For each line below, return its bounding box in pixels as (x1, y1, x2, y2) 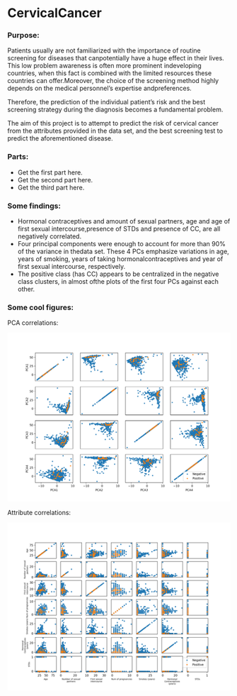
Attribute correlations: (7, 508, 71, 517)
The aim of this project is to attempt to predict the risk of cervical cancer (7, 119, 219, 128)
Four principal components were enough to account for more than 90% (17, 240, 226, 248)
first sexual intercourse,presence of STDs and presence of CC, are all (17, 225, 221, 233)
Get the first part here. (17, 168, 83, 177)
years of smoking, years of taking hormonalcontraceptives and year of (17, 255, 224, 263)
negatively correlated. (17, 232, 82, 241)
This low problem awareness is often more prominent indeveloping (7, 62, 202, 70)
